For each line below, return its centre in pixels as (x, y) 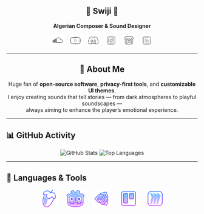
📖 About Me (102, 70)
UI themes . (102, 90)
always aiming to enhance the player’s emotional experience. (102, 109)
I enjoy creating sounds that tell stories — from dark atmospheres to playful (102, 97)
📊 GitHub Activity (41, 135)
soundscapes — (102, 103)
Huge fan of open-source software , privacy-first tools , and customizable (102, 84)
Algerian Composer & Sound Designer (102, 26)
